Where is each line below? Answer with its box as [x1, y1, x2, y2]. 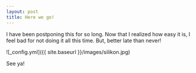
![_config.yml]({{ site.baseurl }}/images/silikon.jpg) [6, 48, 130, 55]
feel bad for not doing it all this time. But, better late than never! [6, 37, 161, 44]
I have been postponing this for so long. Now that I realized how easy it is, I [6, 30, 191, 37]
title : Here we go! [6, 14, 55, 20]
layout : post [6, 8, 39, 15]
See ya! [6, 60, 25, 67]
